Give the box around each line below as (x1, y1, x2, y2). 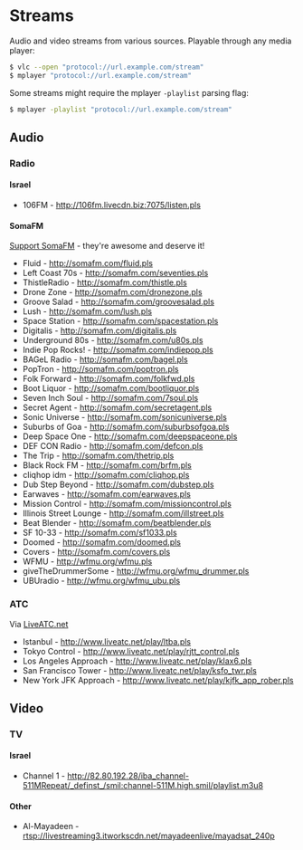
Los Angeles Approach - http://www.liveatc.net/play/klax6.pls (22, 655, 252, 666)
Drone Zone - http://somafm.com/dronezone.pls (22, 287, 203, 298)
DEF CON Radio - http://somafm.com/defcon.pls (22, 441, 204, 452)
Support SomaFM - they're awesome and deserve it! (9, 241, 205, 252)
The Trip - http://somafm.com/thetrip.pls (22, 450, 175, 462)
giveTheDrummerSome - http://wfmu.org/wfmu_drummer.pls (22, 566, 250, 577)
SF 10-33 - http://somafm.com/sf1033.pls (22, 527, 178, 539)
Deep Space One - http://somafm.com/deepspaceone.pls (22, 431, 238, 442)
